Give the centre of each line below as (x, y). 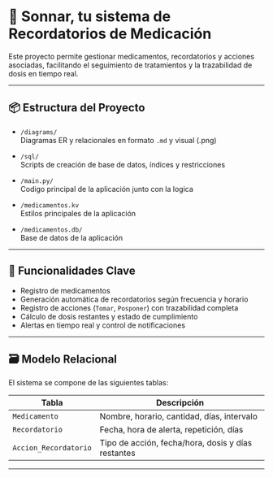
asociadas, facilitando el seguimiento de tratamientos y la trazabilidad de (130, 65)
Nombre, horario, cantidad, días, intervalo (179, 416)
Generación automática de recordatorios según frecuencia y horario (134, 299)
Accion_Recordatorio (52, 448)
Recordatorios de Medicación (110, 34)
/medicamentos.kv (50, 205)
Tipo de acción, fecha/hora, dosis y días (176, 443)
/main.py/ (37, 181)
